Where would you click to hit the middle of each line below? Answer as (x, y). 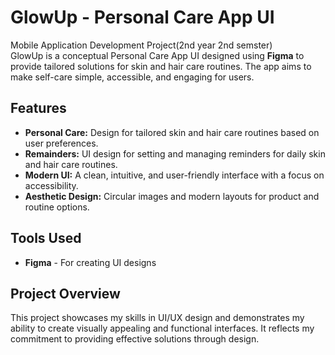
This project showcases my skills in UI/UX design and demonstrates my (157, 318)
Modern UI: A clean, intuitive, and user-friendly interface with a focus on (174, 175)
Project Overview (65, 293)
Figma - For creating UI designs (90, 262)
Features (38, 108)
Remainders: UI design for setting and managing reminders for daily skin (175, 153)
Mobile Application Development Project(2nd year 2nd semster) (141, 45)
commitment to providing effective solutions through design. (135, 339)
